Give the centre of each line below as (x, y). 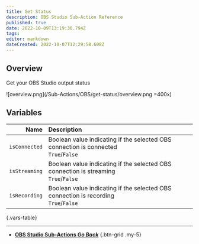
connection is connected (83, 147)
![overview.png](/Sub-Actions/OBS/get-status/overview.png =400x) (89, 94)
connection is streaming (82, 171)
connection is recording (81, 196)
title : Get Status (29, 12)
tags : (13, 34)
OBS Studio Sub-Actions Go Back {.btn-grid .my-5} (78, 235)
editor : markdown (28, 39)
